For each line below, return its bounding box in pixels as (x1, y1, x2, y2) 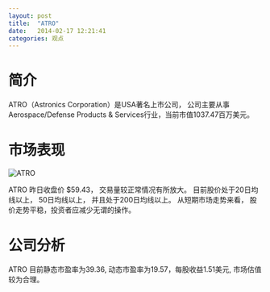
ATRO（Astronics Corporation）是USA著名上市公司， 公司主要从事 (8, 100, 231, 110)
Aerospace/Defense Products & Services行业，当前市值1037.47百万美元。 (8, 110, 255, 119)
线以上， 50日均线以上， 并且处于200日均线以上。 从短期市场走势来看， (8, 195, 248, 205)
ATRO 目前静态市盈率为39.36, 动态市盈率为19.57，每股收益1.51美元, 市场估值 (8, 265, 262, 274)
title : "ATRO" (8, 19, 60, 27)
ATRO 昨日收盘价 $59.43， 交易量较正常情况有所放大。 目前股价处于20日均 (8, 185, 259, 194)
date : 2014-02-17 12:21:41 (8, 27, 106, 35)
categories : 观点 (8, 34, 64, 43)
